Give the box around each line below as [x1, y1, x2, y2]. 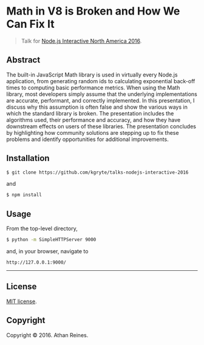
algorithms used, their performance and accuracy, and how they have [6, 116, 181, 123]
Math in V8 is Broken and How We [6, 4, 180, 18]
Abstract [6, 55, 41, 65]
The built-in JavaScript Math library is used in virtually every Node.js [6, 71, 178, 78]
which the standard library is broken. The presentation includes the [6, 109, 174, 117]
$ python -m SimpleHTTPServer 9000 [6, 237, 97, 243]
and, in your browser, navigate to [6, 248, 89, 254]
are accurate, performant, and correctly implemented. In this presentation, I [6, 97, 195, 104]
